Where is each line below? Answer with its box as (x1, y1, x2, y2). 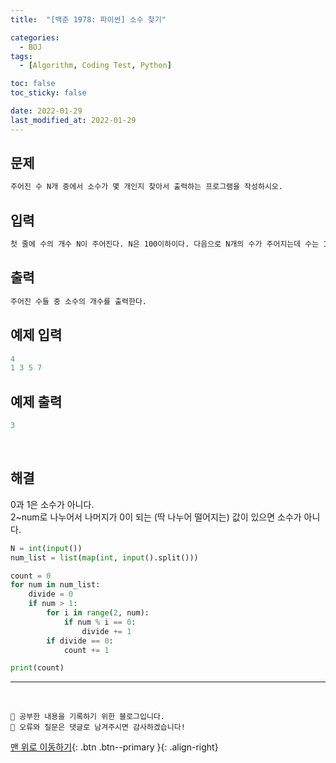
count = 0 (10, 571, 52, 581)
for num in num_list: (10, 580, 101, 590)
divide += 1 (81, 626, 132, 636)
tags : (10, 51, 33, 61)
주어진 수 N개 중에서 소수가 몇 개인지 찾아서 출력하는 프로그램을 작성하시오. (10, 182, 283, 192)
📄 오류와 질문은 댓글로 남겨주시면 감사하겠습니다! (10, 722, 186, 733)
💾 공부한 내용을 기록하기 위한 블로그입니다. (10, 712, 166, 722)
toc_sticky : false (10, 88, 87, 98)
